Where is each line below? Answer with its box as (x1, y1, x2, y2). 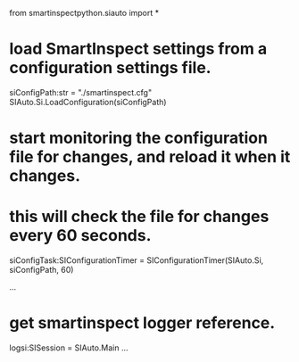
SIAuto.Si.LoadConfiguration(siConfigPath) (9, 96, 167, 107)
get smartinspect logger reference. (9, 313, 276, 333)
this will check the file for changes (9, 207, 270, 226)
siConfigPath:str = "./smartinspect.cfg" (9, 86, 153, 97)
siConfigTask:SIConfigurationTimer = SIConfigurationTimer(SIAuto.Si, (9, 255, 264, 266)
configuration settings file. (9, 58, 212, 78)
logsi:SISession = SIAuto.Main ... (9, 342, 129, 353)
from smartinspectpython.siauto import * (9, 8, 160, 18)
